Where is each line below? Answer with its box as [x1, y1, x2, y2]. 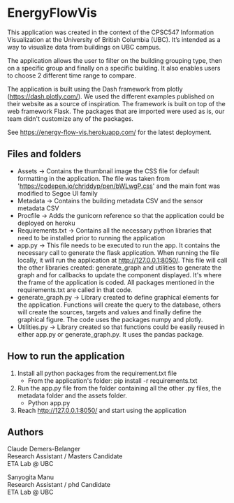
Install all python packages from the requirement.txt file [17, 369, 177, 377]
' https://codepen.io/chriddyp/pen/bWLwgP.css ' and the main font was [17, 182, 221, 190]
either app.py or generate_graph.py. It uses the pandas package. [17, 330, 204, 338]
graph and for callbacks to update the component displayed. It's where [17, 270, 222, 279]
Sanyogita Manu [7, 473, 54, 481]
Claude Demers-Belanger [7, 445, 81, 453]
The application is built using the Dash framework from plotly [7, 85, 183, 93]
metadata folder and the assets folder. [17, 391, 128, 400]
